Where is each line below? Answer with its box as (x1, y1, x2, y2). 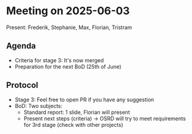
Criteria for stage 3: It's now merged (14, 56, 104, 63)
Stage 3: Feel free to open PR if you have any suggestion (14, 96, 155, 103)
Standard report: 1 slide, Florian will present (23, 109, 130, 116)
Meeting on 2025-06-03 (6, 4, 130, 18)
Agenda (6, 41, 36, 51)
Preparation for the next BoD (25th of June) (14, 63, 122, 70)
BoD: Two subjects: (14, 102, 62, 109)
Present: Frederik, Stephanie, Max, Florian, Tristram (6, 24, 133, 31)
